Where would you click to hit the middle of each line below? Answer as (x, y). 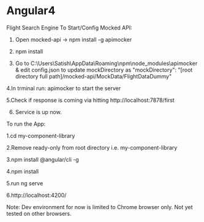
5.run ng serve (25, 183)
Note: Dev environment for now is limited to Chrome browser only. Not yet (100, 207)
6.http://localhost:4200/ (36, 195)
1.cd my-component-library (41, 136)
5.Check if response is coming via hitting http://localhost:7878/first (90, 100)
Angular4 (31, 11)
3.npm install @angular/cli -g (43, 159)
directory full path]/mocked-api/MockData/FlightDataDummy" (93, 76)
